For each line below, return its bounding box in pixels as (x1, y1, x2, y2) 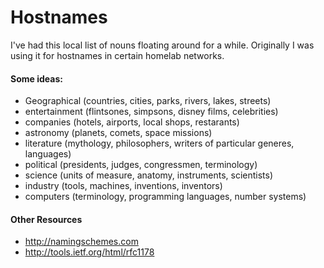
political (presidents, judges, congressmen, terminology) (24, 159, 258, 171)
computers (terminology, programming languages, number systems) (24, 191, 307, 203)
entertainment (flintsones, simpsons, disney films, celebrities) (24, 106, 279, 118)
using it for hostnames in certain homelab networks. (10, 49, 225, 61)
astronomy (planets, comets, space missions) (24, 127, 213, 139)
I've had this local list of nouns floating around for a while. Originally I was (10, 39, 315, 51)
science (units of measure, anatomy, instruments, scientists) (24, 169, 274, 181)
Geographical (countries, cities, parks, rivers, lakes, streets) (24, 95, 272, 107)
